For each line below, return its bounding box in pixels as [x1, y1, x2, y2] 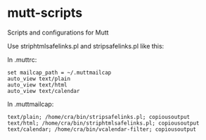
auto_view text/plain [7, 75, 71, 82]
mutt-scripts [7, 5, 83, 21]
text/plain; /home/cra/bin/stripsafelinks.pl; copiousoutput [7, 113, 191, 120]
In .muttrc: [7, 55, 37, 64]
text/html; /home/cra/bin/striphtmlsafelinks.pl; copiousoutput [7, 120, 200, 127]
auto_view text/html [7, 81, 68, 89]
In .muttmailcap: [7, 100, 54, 108]
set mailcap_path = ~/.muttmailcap [7, 69, 112, 76]
